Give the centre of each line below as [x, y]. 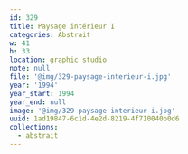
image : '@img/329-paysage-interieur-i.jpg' [93, 111]
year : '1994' [34, 85]
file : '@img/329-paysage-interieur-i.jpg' [90, 77]
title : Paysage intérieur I [62, 26]
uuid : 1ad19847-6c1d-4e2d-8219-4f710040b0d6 [94, 119]
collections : [34, 128]
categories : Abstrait [50, 34]
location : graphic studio [58, 60]
